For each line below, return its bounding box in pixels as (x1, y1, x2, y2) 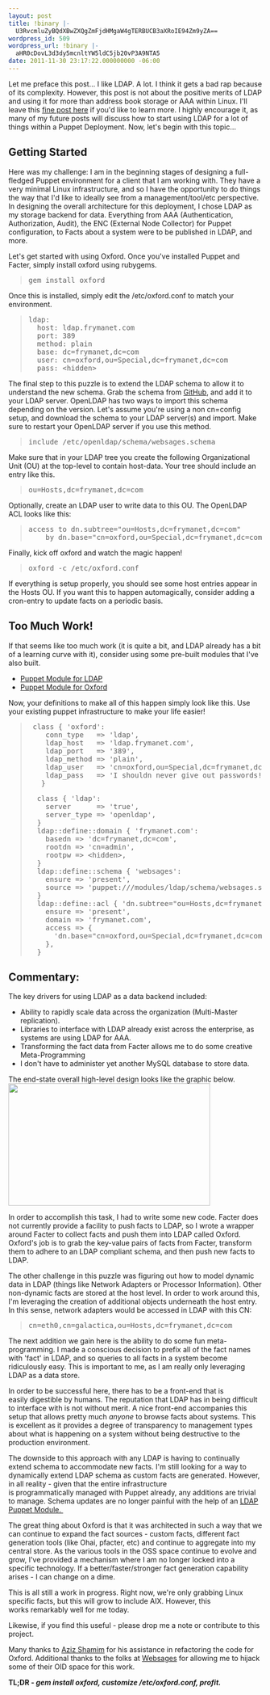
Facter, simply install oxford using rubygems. (8, 259, 157, 269)
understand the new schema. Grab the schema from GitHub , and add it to (8, 387, 252, 397)
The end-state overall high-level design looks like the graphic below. (8, 1074, 235, 1084)
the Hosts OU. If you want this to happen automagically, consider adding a (8, 587, 255, 597)
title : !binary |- (8, 19, 70, 27)
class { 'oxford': (32, 722, 106, 732)
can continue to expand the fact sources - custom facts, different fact (8, 1529, 240, 1539)
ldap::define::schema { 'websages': (36, 866, 182, 875)
